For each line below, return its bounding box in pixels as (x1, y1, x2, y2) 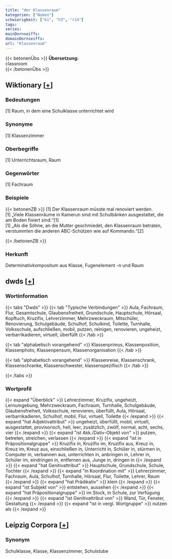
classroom (5, 60, 28, 67)
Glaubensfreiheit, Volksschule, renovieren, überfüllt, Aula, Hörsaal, (5, 407, 146, 414)
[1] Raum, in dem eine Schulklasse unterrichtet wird (5, 108, 114, 114)
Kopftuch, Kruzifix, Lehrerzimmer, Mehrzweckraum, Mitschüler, (5, 315, 140, 321)
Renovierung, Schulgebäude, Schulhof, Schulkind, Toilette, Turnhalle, (5, 321, 151, 327)
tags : (5, 22, 17, 27)
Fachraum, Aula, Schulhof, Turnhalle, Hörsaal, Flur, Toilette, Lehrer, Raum (5, 473, 160, 479)
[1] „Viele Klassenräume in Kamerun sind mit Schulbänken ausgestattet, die (5, 211, 164, 217)
